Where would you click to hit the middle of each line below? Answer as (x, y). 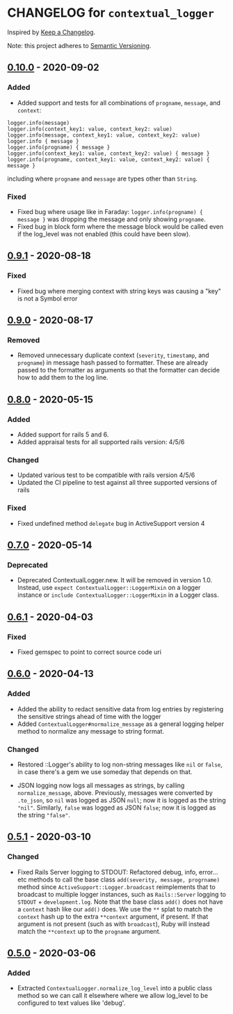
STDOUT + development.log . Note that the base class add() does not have (120, 902)
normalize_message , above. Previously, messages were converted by (115, 792)
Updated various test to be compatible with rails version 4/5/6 (106, 475)
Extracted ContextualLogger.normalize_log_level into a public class (115, 988)
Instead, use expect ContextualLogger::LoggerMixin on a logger (109, 588)
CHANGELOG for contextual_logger (111, 13)
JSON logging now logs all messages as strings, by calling (101, 785)
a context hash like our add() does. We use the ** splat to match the (115, 909)
